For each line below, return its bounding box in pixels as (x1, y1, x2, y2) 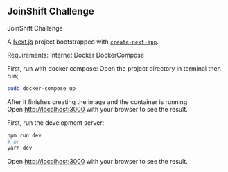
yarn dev (7, 145, 33, 152)
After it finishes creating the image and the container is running (7, 97, 188, 106)
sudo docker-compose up (7, 85, 76, 92)
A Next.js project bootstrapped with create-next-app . (7, 37, 159, 46)
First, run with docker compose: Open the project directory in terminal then (7, 64, 222, 72)
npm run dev (7, 132, 42, 139)
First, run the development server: (7, 118, 105, 127)
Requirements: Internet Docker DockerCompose (7, 51, 144, 59)
